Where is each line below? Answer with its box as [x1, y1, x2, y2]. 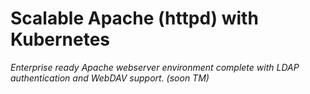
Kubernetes [10, 28, 111, 51]
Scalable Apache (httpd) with [10, 7, 259, 30]
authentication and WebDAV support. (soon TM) [10, 72, 210, 84]
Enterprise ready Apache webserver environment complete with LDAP [10, 61, 300, 73]
